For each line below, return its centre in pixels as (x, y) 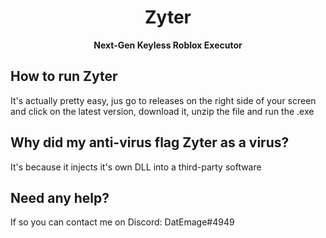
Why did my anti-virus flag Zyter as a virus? (150, 142)
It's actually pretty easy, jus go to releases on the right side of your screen (163, 100)
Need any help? (60, 197)
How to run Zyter (64, 76)
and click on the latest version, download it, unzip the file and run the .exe (162, 111)
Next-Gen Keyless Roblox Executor (168, 45)
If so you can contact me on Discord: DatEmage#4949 (122, 222)
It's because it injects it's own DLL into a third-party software (136, 167)
